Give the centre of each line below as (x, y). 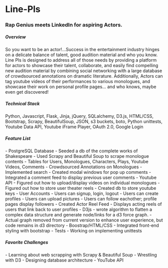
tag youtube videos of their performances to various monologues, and (78, 82)
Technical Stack (23, 103)
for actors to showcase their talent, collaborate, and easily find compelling (82, 66)
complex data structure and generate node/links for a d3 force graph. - (78, 215)
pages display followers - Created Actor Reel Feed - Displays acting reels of (83, 204)
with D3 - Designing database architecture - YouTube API (64, 260)
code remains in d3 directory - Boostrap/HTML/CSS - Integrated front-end (82, 225)
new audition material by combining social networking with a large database (84, 71)
